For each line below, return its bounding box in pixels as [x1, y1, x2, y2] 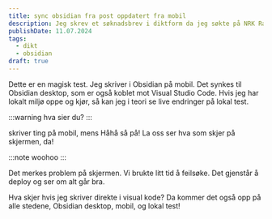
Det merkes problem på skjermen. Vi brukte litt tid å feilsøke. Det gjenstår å [8, 168, 259, 178]
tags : [8, 34, 27, 43]
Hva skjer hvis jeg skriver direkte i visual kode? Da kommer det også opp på [8, 192, 261, 202]
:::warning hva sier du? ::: [8, 112, 93, 122]
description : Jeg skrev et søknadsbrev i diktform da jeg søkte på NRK [8, 19, 255, 28]
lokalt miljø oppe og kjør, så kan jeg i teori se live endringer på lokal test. [8, 97, 249, 106]
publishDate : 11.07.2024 [8, 27, 92, 35]
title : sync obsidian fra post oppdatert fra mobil [8, 11, 186, 20]
